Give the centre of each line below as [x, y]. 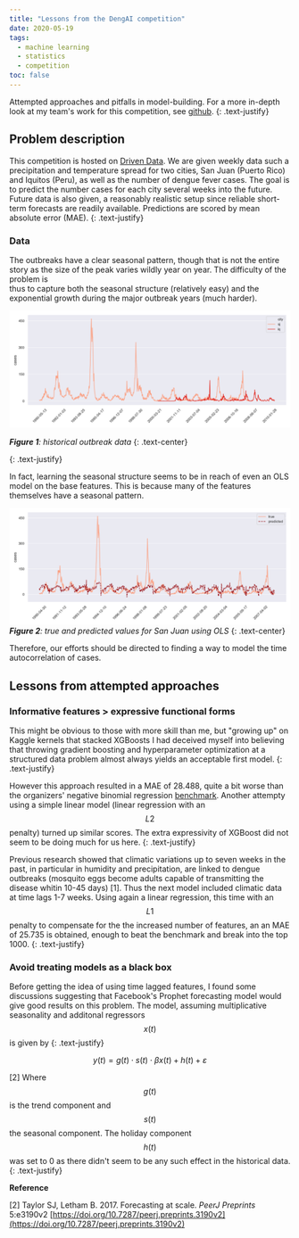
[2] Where [28, 1077]
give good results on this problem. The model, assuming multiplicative [138, 1006]
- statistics [42, 57]
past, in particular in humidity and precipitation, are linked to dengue [135, 869]
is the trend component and [60, 1105]
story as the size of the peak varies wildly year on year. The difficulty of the [148, 269]
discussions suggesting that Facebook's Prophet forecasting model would [145, 996]
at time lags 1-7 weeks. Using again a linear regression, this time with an [141, 897]
